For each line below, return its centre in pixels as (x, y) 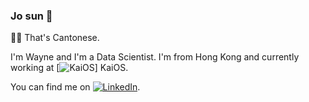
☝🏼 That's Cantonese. (55, 38)
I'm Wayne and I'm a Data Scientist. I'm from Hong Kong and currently (155, 57)
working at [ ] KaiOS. (69, 68)
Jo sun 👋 (31, 16)
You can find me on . (75, 87)
